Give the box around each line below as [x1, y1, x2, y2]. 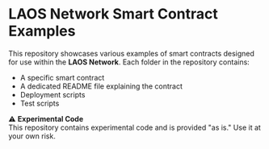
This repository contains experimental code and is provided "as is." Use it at [8, 122, 261, 132]
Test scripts [19, 98, 60, 108]
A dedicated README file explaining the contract [19, 81, 183, 91]
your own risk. [8, 130, 57, 141]
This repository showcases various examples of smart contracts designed [8, 48, 254, 58]
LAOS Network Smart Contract [8, 5, 218, 23]
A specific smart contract [19, 72, 105, 82]
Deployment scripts [19, 89, 86, 99]
